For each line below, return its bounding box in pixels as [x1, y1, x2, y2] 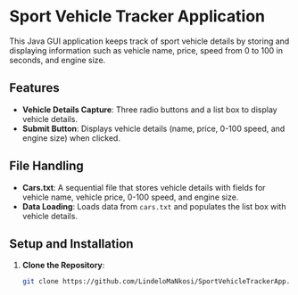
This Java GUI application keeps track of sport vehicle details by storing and [9, 36, 290, 46]
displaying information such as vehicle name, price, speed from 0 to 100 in [9, 45, 284, 55]
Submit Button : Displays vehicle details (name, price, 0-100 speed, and [21, 123, 286, 134]
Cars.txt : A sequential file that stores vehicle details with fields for [21, 182, 266, 193]
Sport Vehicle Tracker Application [9, 6, 266, 27]
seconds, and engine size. [9, 54, 106, 65]
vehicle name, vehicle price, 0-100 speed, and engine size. [21, 192, 239, 202]
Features [9, 80, 60, 95]
